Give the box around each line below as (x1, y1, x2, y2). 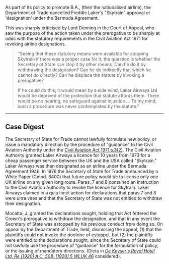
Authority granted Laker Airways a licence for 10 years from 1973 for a (5, 152, 150, 158)
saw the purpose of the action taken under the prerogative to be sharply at (5, 30, 160, 36)
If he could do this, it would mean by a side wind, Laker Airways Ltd (17, 87, 157, 93)
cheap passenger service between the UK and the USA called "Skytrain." (5, 157, 157, 164)
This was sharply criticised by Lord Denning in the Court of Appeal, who (5, 25, 155, 31)
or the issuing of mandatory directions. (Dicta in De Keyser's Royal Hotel (5, 247, 155, 254)
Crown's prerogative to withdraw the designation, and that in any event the (5, 216, 160, 222)
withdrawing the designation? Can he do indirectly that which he (17, 67, 151, 73)
